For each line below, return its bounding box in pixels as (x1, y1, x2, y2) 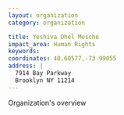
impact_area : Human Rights (8, 40, 96, 48)
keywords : (8, 48, 41, 56)
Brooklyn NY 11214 (15, 76, 76, 84)
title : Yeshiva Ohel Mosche (8, 33, 100, 41)
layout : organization (8, 11, 79, 20)
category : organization (8, 19, 86, 27)
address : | (8, 62, 44, 70)
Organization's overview (8, 98, 87, 107)
